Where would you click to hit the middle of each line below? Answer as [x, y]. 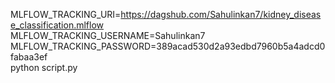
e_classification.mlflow [57, 25]
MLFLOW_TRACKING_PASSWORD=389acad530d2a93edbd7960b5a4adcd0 [168, 46]
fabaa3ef [29, 57]
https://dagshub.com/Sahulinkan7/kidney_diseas [221, 14]
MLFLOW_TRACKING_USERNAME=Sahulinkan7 [108, 35]
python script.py [44, 67]
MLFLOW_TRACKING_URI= [66, 14]
